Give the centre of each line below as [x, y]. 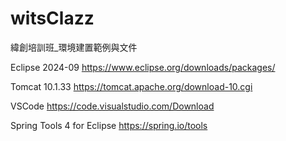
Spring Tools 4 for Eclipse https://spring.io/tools [109, 125]
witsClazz [52, 18]
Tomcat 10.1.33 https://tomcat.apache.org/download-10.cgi [131, 86]
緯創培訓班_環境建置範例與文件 [74, 47]
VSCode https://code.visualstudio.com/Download [112, 106]
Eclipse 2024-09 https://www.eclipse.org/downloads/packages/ [143, 67]
